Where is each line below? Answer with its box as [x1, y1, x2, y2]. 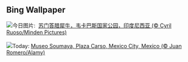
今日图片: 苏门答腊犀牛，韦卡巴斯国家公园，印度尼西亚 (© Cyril [12, 21, 172, 29]
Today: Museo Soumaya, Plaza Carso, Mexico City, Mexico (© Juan [12, 42, 182, 49]
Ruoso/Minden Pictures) [6, 29, 67, 36]
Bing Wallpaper [6, 5, 66, 15]
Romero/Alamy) [6, 49, 46, 56]
